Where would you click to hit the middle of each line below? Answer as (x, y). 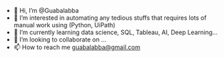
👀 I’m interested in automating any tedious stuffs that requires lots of (110, 18)
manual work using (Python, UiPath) (64, 25)
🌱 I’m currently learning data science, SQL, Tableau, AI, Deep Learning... (115, 32)
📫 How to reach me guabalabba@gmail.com (77, 47)
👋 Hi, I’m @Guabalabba (46, 11)
